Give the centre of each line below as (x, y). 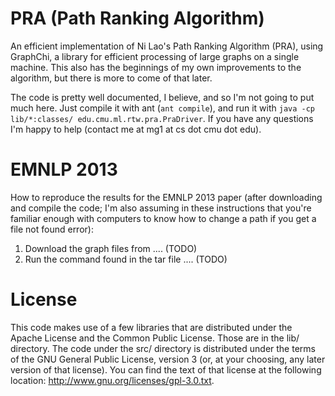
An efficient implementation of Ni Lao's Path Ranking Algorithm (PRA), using (167, 46)
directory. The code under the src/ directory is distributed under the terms (163, 348)
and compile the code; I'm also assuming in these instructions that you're (161, 208)
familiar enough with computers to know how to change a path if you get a (163, 218)
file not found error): (52, 229)
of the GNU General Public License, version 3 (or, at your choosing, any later (168, 359)
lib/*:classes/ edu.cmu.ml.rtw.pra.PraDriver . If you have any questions (162, 118)
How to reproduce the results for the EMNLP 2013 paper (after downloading (166, 197)
